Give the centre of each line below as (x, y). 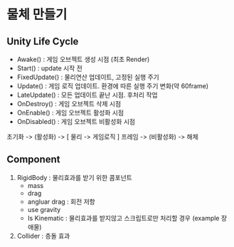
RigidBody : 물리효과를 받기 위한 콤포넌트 (74, 177)
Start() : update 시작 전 (49, 68)
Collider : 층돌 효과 (43, 236)
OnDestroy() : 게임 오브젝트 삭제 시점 (69, 104)
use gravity (44, 209)
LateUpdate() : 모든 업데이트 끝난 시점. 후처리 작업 (87, 95)
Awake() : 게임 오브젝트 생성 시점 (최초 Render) (83, 59)
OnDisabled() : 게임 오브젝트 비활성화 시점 (76, 121)
